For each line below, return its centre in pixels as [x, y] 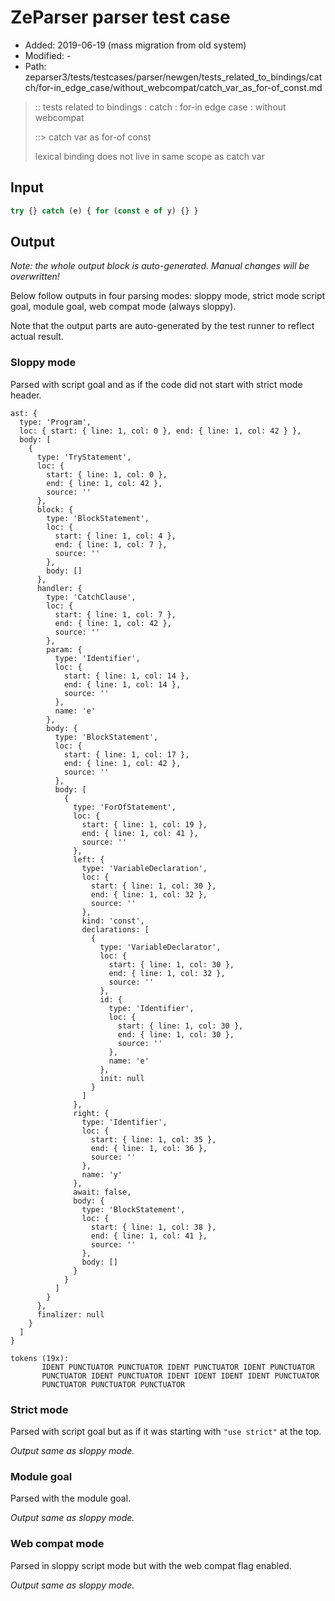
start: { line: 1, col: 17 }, [126, 754]
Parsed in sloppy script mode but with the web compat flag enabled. [151, 1565]
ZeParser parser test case [120, 17]
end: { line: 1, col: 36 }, [149, 1148]
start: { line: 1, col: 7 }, [115, 614]
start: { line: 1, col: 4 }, [115, 536]
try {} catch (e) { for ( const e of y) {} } [104, 211]
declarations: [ [115, 929]
